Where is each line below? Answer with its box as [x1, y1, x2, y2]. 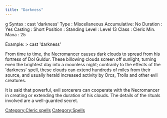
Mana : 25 [5, 31, 26, 37]
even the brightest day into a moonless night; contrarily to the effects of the [5, 61, 161, 67]
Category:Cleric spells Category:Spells [5, 107, 85, 113]
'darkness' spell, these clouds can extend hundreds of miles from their [5, 67, 151, 73]
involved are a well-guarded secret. [5, 98, 78, 104]
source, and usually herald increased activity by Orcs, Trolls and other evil [5, 72, 158, 78]
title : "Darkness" [5, 7, 43, 12]
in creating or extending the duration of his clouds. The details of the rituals [5, 92, 161, 98]
